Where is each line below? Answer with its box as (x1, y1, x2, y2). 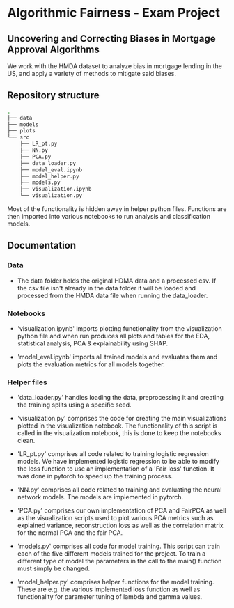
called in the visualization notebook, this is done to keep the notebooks (17, 429, 221, 437)
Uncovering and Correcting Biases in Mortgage (7, 33, 216, 45)
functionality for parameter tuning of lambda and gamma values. (17, 593, 203, 601)
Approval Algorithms (7, 43, 100, 55)
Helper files (7, 377, 47, 387)
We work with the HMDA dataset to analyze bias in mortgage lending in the (7, 62, 223, 70)
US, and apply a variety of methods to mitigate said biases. (7, 70, 176, 77)
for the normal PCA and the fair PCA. (17, 529, 123, 537)
